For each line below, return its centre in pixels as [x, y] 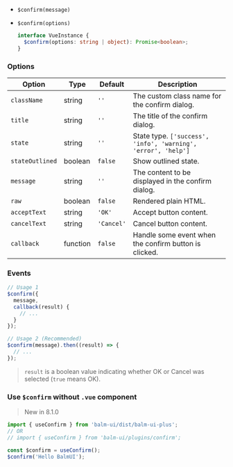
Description [178, 84]
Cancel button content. [170, 223]
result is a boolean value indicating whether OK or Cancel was [114, 371]
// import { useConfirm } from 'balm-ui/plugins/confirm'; [94, 437]
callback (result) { [42, 307]
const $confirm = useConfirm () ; [54, 450]
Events [19, 273]
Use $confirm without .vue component [72, 397]
